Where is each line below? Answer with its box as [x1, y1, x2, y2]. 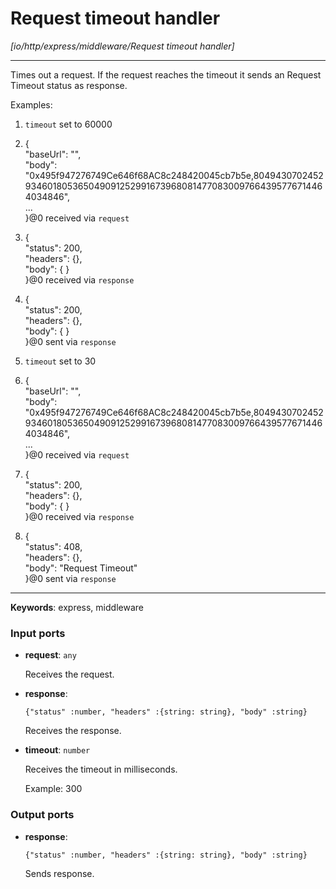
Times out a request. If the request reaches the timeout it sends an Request [10, 68, 322, 81]
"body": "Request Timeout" [24, 562, 138, 574]
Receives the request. [24, 668, 115, 681]
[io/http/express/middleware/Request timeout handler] [10, 40, 235, 52]
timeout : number [24, 744, 91, 756]
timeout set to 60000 [24, 118, 113, 130]
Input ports [10, 626, 66, 640]
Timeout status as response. [10, 79, 128, 91]
